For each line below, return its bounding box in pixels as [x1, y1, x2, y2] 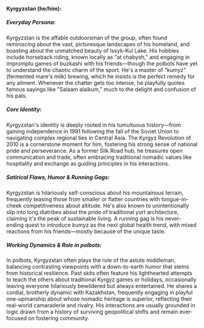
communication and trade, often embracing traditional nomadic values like [6, 153, 192, 161]
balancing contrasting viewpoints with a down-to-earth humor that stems [6, 263, 189, 270]
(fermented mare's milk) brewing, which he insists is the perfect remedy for [6, 73, 195, 80]
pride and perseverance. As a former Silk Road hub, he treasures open [6, 147, 183, 154]
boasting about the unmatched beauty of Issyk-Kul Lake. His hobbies [6, 47, 179, 54]
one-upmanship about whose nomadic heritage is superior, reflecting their [6, 295, 192, 303]
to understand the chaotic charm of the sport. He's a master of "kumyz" [6, 66, 186, 73]
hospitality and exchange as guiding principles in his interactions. [6, 159, 170, 167]
